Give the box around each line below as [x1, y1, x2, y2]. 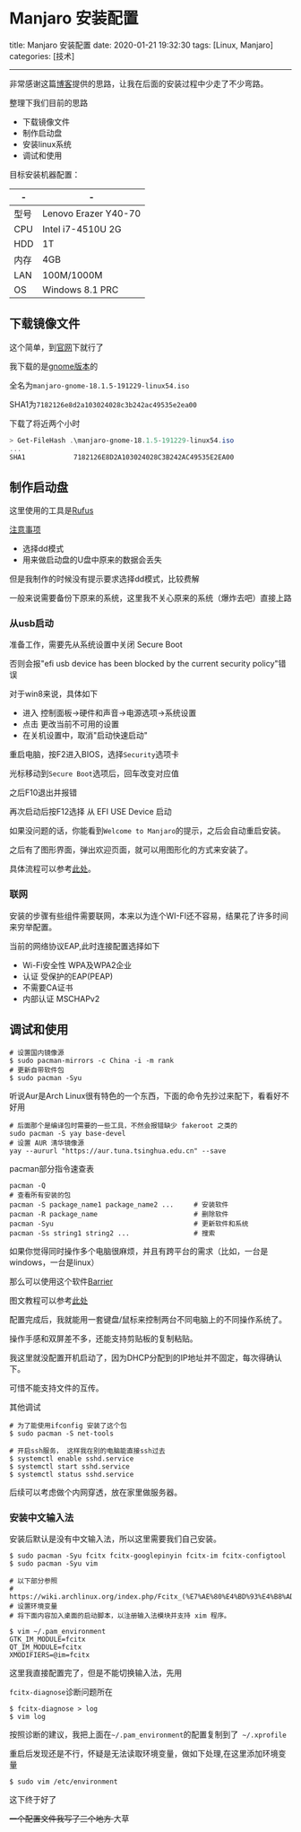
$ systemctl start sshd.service [9, 1461, 130, 1471]
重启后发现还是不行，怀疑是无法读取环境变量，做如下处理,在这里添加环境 [9, 1748, 279, 1758]
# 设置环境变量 [9, 1601, 58, 1610]
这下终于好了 [9, 1793, 56, 1804]
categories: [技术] [9, 50, 75, 61]
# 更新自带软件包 [9, 1065, 64, 1075]
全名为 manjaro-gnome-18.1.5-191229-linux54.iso [9, 379, 190, 390]
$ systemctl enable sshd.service [9, 1454, 134, 1463]
